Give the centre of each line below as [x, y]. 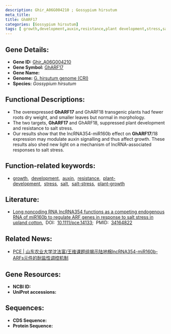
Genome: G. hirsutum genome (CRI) [50, 78]
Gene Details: [27, 50]
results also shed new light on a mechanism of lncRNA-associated [82, 144]
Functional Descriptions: [45, 100]
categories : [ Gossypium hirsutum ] [42, 24]
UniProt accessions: [35, 292]
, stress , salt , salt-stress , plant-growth [82, 184]
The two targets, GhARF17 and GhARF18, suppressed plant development [89, 122]
